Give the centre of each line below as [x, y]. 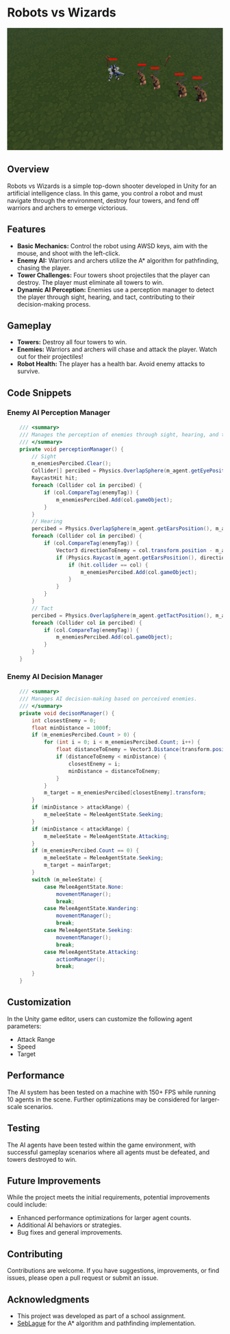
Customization [39, 1002]
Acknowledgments [49, 1299]
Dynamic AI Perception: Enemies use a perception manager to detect [115, 289]
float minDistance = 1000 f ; [72, 728]
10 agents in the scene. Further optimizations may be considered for [103, 1099]
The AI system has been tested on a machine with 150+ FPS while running [112, 1092]
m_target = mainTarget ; [77, 866]
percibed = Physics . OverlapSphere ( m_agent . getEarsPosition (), [122, 529]
